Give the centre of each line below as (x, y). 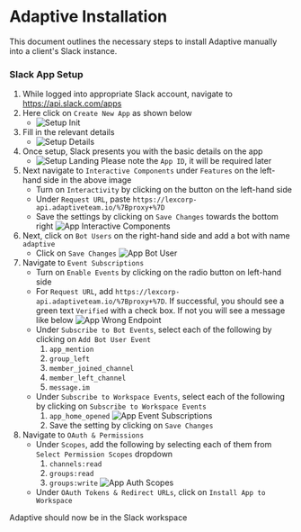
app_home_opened (80, 417)
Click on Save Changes (76, 253)
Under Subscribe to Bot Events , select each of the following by (154, 329)
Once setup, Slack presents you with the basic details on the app (142, 151)
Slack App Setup (46, 74)
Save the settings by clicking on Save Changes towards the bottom (157, 217)
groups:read (71, 474)
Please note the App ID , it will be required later (186, 161)
